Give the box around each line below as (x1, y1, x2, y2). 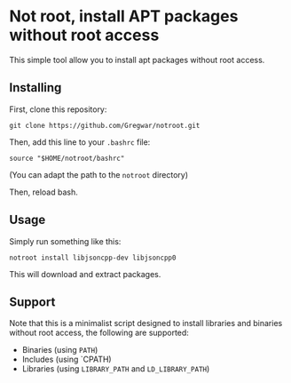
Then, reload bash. (9, 187, 78, 197)
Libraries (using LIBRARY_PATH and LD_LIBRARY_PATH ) (21, 363, 210, 374)
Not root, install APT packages (9, 6, 239, 27)
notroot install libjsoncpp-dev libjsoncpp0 (9, 253, 177, 262)
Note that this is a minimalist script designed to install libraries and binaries (9, 318, 283, 329)
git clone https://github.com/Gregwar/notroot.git (9, 121, 201, 130)
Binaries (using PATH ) (21, 345, 98, 355)
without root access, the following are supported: (9, 327, 189, 339)
